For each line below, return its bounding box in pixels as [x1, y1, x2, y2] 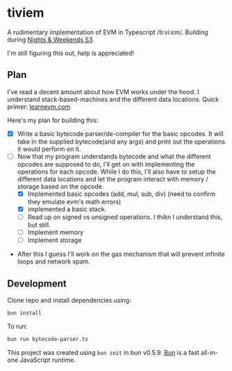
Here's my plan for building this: [7, 116, 99, 124]
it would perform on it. [17, 144, 81, 153]
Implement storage [27, 236, 82, 245]
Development [7, 278, 67, 289]
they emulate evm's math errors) [27, 197, 122, 206]
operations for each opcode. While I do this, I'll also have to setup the [17, 167, 216, 176]
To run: [7, 322, 28, 331]
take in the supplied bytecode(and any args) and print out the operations [17, 137, 226, 146]
